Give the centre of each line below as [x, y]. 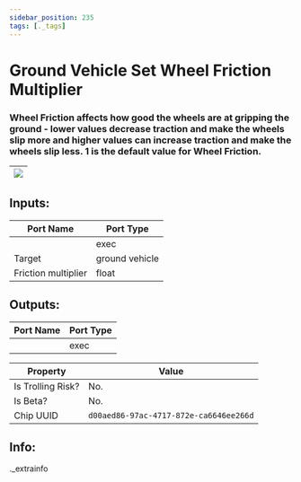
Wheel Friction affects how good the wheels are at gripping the [150, 118]
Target [28, 259]
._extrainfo [29, 469]
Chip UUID [36, 416]
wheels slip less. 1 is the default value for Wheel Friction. [136, 151]
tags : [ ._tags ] [38, 26]
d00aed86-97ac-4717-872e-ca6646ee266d [171, 415]
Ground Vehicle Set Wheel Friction [141, 70]
